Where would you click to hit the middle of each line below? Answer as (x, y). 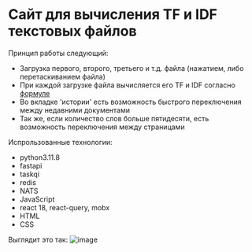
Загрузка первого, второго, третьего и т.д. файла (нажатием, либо (132, 68)
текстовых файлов (72, 31)
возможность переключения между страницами (102, 127)
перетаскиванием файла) (63, 76)
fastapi (31, 165)
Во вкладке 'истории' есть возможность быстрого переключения (130, 102)
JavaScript (37, 199)
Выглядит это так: (38, 239)
